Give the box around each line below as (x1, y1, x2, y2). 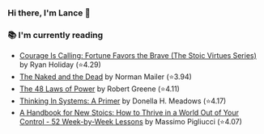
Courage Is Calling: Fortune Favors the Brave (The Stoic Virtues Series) (19, 51, 257, 61)
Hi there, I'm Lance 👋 (7, 7, 91, 19)
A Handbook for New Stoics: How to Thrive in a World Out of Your (19, 108, 240, 118)
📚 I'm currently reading (7, 29, 104, 40)
